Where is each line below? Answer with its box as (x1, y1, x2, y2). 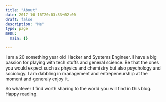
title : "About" (5, 7, 38, 13)
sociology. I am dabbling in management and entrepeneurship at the (5, 70, 148, 76)
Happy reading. (5, 91, 38, 97)
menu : (5, 31, 17, 36)
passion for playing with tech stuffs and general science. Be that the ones (5, 59, 159, 65)
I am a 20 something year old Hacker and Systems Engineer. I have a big (5, 54, 157, 60)
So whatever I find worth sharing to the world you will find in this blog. (5, 85, 152, 91)
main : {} (10, 36, 28, 41)
